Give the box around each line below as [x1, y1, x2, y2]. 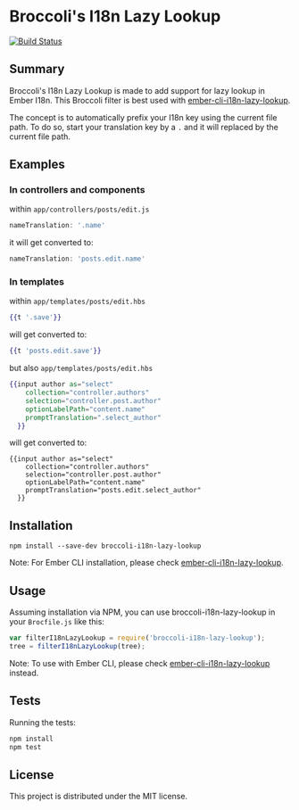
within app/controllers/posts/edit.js [9, 203, 150, 215]
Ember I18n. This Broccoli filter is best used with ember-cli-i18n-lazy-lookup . [9, 95, 291, 105]
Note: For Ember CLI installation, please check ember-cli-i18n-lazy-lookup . [9, 558, 284, 568]
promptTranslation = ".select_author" [25, 413, 162, 422]
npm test [9, 742, 42, 751]
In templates [9, 276, 65, 288]
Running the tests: [9, 716, 76, 728]
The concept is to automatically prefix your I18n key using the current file [9, 112, 278, 122]
